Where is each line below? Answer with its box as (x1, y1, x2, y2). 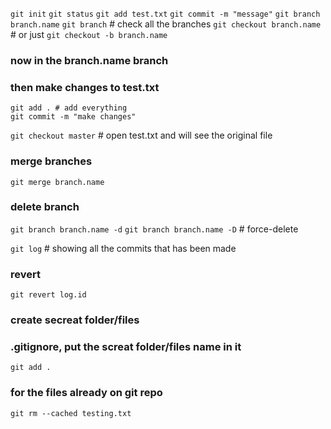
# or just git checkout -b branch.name (10, 29, 168, 40)
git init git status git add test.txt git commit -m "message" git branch (10, 9, 321, 19)
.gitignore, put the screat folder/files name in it (10, 339, 242, 353)
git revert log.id (10, 290, 87, 300)
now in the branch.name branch (10, 53, 169, 67)
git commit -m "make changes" (10, 112, 137, 122)
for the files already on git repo (10, 386, 163, 400)
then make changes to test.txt (10, 80, 160, 94)
